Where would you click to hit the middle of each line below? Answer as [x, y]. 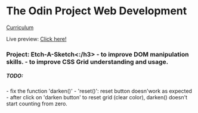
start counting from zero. [37, 103]
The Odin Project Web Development [97, 11]
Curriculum [20, 27]
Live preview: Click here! [36, 39]
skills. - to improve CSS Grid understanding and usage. [87, 62]
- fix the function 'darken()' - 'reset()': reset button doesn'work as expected [99, 91]
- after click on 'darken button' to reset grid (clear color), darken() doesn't [97, 97]
